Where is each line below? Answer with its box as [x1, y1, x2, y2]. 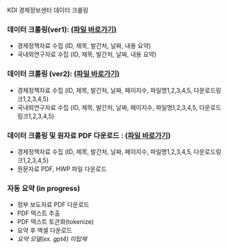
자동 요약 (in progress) [7, 183, 81, 193]
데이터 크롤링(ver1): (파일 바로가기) [7, 25, 117, 34]
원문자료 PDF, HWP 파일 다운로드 [16, 164, 107, 173]
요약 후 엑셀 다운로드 [16, 226, 73, 235]
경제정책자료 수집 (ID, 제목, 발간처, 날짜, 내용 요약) [16, 42, 151, 50]
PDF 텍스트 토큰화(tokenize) [16, 218, 94, 226]
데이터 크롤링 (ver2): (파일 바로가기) [7, 69, 120, 79]
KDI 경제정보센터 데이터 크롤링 [7, 6, 89, 14]
